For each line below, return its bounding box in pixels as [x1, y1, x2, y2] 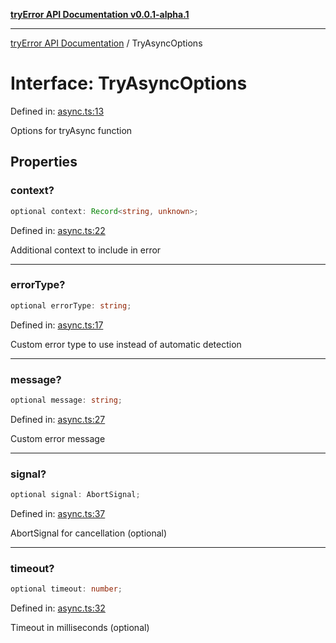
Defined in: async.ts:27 [10, 413, 106, 425]
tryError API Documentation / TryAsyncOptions [10, 37, 203, 49]
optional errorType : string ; [10, 300, 132, 311]
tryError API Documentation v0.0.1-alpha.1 [10, 9, 190, 20]
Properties [10, 154, 78, 171]
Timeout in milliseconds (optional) [10, 622, 150, 634]
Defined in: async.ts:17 [10, 319, 104, 331]
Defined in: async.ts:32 [10, 602, 106, 614]
